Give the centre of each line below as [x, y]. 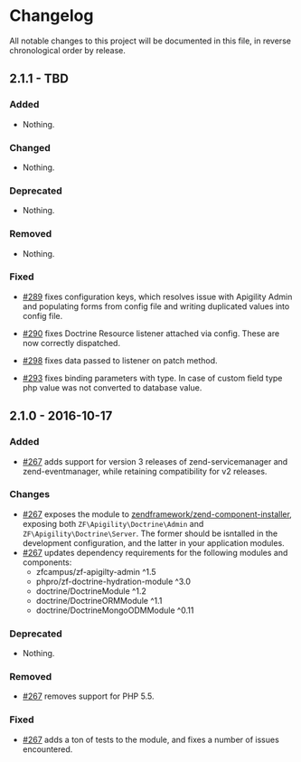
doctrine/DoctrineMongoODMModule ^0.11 [115, 610]
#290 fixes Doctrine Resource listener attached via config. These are [151, 333]
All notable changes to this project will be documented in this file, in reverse [150, 41]
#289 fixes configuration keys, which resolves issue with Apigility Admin [157, 296]
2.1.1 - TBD [39, 79]
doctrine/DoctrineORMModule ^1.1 [99, 600]
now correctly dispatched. [71, 343]
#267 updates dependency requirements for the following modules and [155, 552]
